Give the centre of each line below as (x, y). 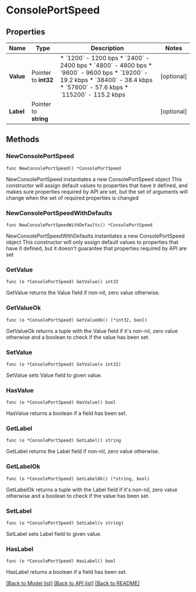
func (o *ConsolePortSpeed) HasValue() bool (61, 402)
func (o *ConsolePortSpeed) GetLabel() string (64, 440)
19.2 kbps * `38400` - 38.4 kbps (106, 80)
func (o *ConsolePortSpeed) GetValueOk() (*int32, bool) (77, 320)
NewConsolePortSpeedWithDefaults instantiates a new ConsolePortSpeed (95, 236)
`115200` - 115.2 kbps (93, 94)
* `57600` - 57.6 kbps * (94, 87)
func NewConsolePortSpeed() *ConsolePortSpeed (64, 168)
